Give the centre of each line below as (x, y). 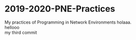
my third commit (21, 32)
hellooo (12, 27)
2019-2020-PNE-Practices (60, 9)
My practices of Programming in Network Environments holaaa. (68, 22)
